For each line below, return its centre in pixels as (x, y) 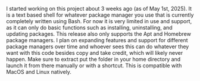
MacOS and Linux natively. (39, 72)
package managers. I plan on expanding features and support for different (97, 40)
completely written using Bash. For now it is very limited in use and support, (99, 21)
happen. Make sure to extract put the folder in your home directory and (93, 59)
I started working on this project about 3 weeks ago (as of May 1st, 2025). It (99, 9)
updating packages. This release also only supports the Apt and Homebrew (99, 34)
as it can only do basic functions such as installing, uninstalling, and (89, 27)
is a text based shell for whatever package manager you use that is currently (100, 15)
